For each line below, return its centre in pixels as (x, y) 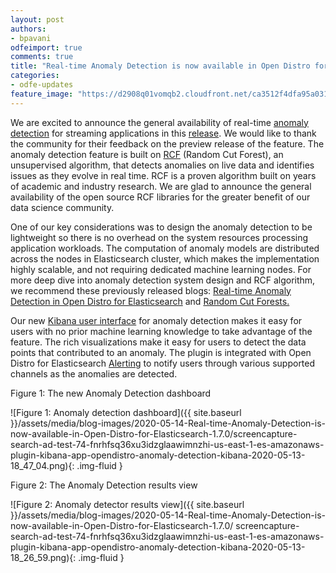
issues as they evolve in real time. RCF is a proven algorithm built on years (163, 175)
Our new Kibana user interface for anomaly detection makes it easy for (156, 320)
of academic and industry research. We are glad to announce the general (161, 186)
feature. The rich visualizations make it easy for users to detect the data (158, 342)
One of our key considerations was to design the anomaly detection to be (161, 227)
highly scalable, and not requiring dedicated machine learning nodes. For (161, 269)
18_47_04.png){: (42, 465)
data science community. (62, 207)
